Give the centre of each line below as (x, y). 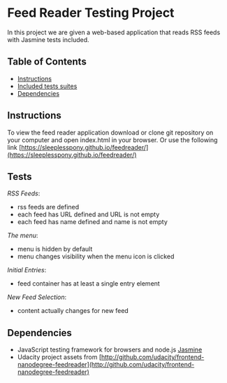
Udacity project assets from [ (59, 357)
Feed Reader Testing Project (91, 13)
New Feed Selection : (37, 297)
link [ (14, 147)
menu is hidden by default (55, 249)
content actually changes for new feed (73, 311)
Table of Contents (47, 62)
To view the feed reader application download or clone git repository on (110, 132)
